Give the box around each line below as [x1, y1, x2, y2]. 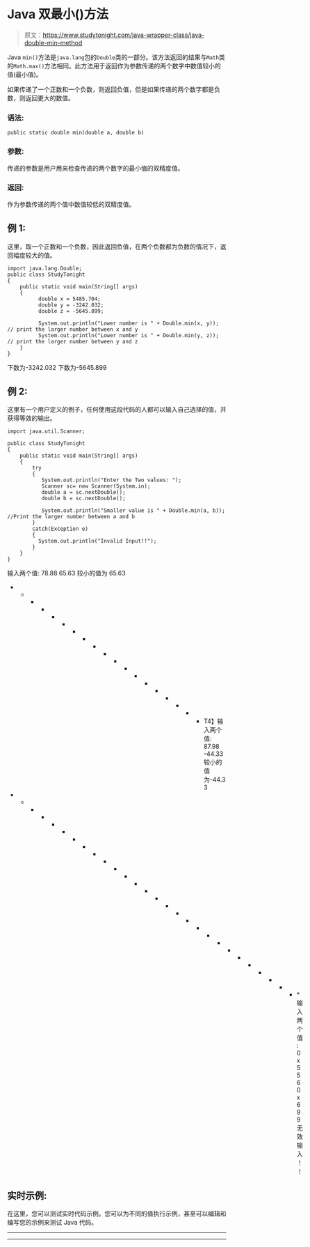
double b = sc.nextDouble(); [41, 495, 127, 502]
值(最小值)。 [7, 70, 43, 79]
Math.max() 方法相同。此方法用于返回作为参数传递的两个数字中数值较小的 [13, 61, 221, 70]
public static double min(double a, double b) [7, 130, 145, 137]
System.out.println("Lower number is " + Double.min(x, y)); [38, 320, 219, 327]
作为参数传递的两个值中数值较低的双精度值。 [7, 200, 136, 208]
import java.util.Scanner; [7, 428, 85, 435]
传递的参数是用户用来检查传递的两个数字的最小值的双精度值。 [7, 164, 184, 172]
